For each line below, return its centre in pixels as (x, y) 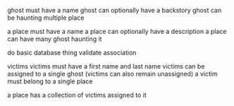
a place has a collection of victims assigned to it (77, 95)
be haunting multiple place (46, 18)
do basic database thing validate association (72, 53)
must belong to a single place (50, 81)
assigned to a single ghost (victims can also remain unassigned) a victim (112, 74)
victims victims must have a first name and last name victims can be (106, 66)
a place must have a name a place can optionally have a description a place (117, 31)
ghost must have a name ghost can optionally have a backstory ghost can (115, 10)
